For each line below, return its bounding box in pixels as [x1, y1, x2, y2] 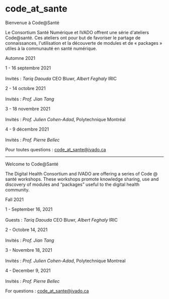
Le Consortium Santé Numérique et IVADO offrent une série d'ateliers [5, 29, 149, 35]
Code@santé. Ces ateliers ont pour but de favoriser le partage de [5, 35, 141, 41]
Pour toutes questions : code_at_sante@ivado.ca [5, 146, 107, 152]
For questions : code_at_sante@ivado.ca [5, 287, 89, 294]
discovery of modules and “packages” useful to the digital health [5, 181, 140, 187]
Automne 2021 [5, 55, 36, 61]
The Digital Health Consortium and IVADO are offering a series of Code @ [5, 170, 158, 176]
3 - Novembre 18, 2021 [5, 247, 52, 253]
